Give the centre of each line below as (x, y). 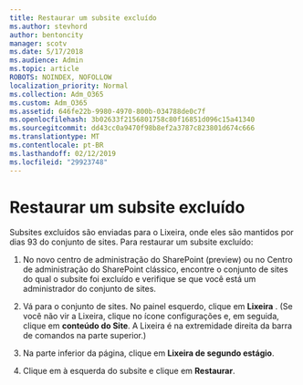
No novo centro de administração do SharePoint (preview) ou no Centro (158, 260)
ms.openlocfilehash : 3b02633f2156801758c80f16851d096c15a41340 (132, 120)
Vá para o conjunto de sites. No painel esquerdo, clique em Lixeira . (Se (158, 307)
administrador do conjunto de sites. (89, 289)
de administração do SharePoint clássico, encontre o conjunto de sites (156, 269)
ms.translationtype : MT (55, 137)
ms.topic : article (44, 69)
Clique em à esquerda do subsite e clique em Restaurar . (129, 371)
